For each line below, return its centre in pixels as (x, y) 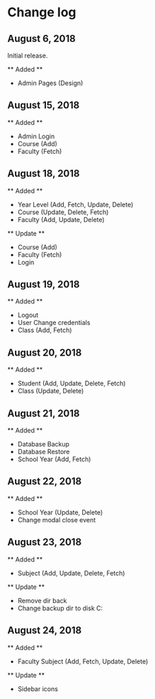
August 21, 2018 (44, 413)
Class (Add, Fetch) (45, 330)
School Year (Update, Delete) (60, 512)
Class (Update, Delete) (51, 391)
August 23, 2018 (45, 543)
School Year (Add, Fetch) (54, 459)
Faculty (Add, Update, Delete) (61, 219)
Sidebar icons (38, 688)
